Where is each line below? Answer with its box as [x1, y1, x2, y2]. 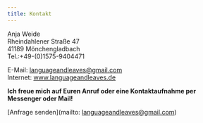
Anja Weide [7, 30, 41, 38]
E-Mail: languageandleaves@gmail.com [7, 65, 123, 74]
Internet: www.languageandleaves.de [7, 73, 116, 82]
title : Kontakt [7, 10, 52, 18]
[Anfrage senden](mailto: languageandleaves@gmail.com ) [7, 108, 178, 116]
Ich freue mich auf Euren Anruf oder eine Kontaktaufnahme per [7, 86, 196, 95]
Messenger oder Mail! [7, 94, 73, 103]
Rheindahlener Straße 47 [7, 37, 80, 46]
